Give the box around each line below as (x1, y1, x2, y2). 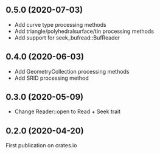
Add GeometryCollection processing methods (14, 68, 130, 75)
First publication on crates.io (5, 142, 77, 149)
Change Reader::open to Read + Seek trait (14, 108, 121, 115)
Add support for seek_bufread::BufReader (14, 33, 120, 41)
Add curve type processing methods (14, 21, 107, 28)
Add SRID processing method (14, 74, 89, 82)
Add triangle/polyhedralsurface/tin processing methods (14, 27, 155, 35)
